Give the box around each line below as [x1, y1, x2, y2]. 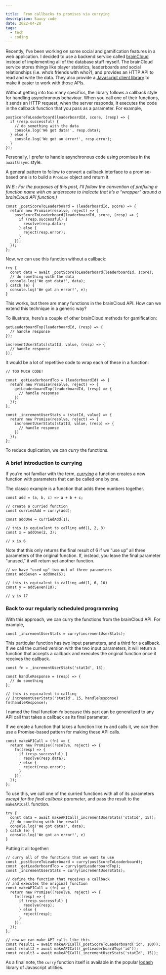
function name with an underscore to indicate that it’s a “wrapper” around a [5, 189, 161, 195]
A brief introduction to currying [5, 459, 83, 466]
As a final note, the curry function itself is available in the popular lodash [5, 959, 153, 965]
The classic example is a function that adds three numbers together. [5, 486, 145, 491]
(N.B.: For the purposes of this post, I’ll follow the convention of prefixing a [5, 184, 158, 189]
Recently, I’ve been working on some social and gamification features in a [5, 48, 156, 54]
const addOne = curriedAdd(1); [5, 517, 70, 522]
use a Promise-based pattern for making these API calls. [5, 729, 121, 734]
